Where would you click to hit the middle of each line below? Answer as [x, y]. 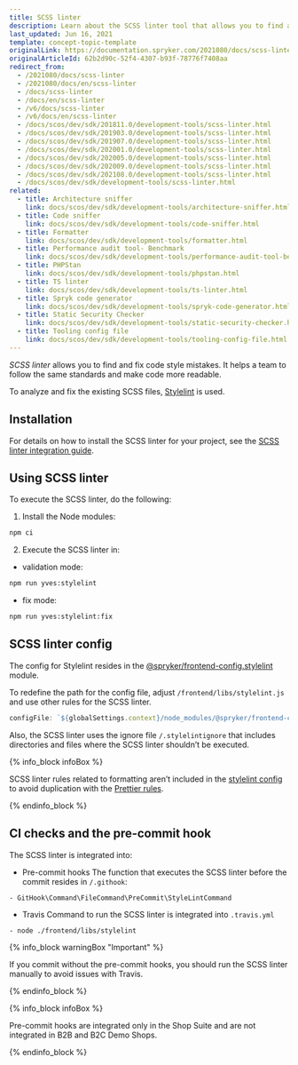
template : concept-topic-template [73, 42]
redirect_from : [37, 68]
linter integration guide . [52, 450]
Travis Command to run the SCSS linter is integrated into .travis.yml [148, 914]
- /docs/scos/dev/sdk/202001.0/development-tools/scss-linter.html [145, 149]
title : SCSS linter [45, 17]
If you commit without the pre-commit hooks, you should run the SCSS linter [149, 964]
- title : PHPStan [49, 266]
